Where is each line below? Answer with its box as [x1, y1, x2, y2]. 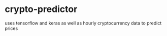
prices [5, 25, 18, 31]
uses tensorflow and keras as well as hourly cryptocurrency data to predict [5, 20, 162, 26]
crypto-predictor [5, 3, 78, 15]
